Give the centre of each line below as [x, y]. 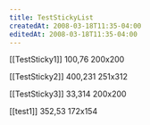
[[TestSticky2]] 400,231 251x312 [68, 77]
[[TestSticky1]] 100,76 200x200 [67, 60]
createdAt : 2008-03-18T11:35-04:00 [75, 26]
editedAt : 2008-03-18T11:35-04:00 [74, 34]
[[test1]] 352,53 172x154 [54, 112]
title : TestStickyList [51, 17]
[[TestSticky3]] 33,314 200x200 [68, 94]
